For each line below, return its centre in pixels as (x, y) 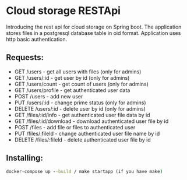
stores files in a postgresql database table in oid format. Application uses (93, 33)
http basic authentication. (37, 39)
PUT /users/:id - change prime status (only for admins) (80, 103)
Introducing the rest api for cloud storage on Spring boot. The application (94, 27)
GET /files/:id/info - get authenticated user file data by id (82, 115)
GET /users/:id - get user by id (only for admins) (72, 77)
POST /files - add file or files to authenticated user (75, 127)
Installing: (25, 158)
